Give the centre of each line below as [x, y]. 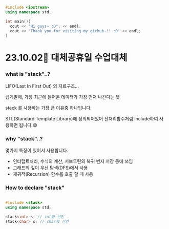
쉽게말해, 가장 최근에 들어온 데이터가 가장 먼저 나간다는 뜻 [63, 97]
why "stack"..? [24, 138]
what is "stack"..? [28, 74]
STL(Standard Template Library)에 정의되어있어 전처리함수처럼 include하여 [82, 118]
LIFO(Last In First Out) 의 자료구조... [42, 86]
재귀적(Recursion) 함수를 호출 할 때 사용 [53, 174]
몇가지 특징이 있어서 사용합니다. [37, 151]
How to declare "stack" [35, 188]
